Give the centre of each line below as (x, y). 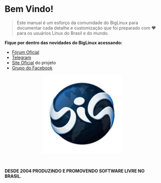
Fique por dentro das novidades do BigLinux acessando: (64, 42)
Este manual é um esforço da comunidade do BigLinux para (77, 23)
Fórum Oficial (25, 52)
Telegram (21, 57)
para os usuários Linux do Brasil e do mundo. (63, 33)
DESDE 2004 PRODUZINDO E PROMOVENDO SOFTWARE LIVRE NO (75, 171)
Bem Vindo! (29, 9)
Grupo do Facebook (32, 68)
